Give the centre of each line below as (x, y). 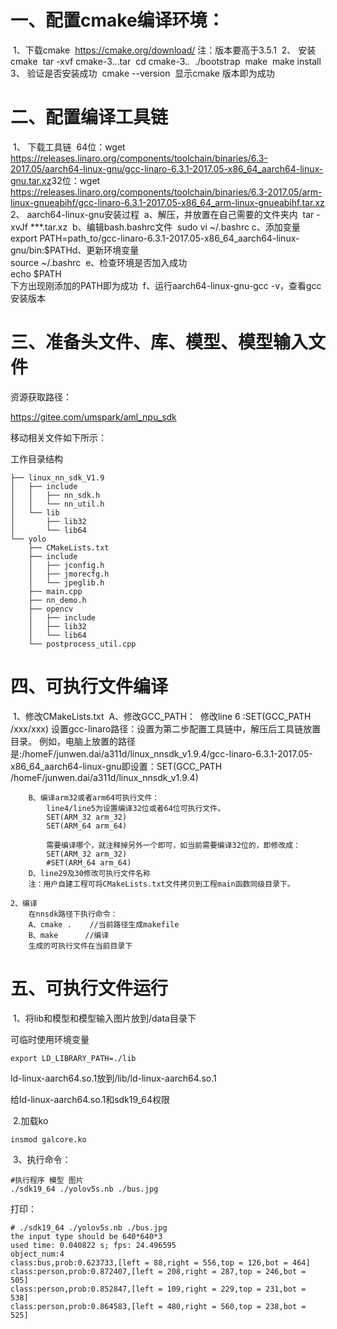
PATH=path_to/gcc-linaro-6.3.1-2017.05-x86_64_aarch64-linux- (169, 238)
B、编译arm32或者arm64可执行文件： (94, 797)
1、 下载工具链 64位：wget (69, 147)
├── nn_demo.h (57, 600)
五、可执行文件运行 (89, 988)
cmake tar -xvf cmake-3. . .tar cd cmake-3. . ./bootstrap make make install (166, 61)
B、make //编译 (69, 935)
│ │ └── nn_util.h (57, 504)
